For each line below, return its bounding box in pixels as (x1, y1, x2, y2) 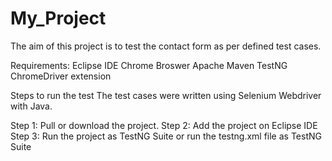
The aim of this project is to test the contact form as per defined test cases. (10, 40, 322, 52)
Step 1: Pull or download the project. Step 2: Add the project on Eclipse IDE (10, 119, 318, 131)
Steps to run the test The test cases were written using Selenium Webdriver (10, 89, 322, 101)
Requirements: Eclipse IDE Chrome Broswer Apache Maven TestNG (10, 59, 288, 71)
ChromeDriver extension (10, 70, 112, 82)
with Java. (10, 100, 53, 112)
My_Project (10, 7, 107, 30)
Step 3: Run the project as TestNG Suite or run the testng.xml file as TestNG (10, 130, 322, 142)
